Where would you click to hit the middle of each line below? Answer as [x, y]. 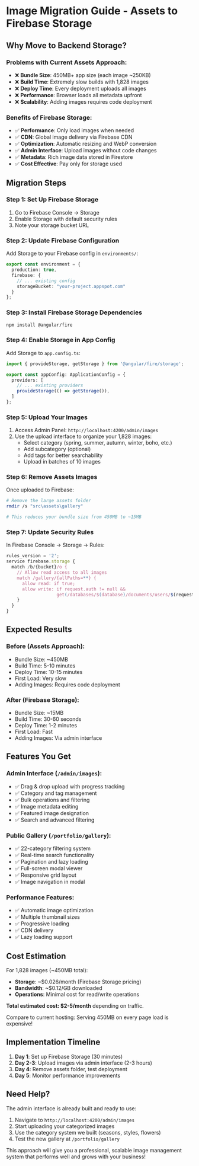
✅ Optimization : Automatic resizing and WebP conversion [86, 144]
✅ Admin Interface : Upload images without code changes [86, 151]
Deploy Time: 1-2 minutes [46, 725]
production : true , [34, 270]
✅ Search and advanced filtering [54, 820]
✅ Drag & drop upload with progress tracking [70, 786]
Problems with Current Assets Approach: [67, 62]
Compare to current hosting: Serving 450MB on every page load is [87, 1017]
